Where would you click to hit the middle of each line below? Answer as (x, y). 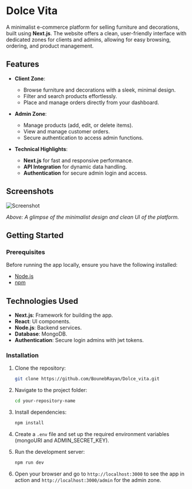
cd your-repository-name (45, 401)
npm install (29, 423)
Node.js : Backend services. (48, 328)
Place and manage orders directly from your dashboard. (91, 102)
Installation (23, 355)
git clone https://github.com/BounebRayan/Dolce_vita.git (87, 379)
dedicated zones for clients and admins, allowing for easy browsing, (89, 39)
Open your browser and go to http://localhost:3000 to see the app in (100, 474)
